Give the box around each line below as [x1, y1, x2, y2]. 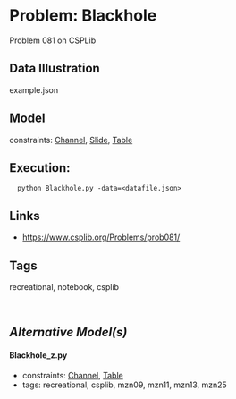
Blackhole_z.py [9, 350, 68, 361]
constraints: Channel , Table [21, 369, 123, 380]
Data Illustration [9, 61, 100, 76]
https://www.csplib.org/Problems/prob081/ [21, 232, 181, 242]
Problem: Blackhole [9, 5, 157, 26]
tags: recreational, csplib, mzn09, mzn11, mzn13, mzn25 [21, 379, 228, 390]
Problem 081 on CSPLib [9, 35, 97, 46]
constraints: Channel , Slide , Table [9, 134, 133, 145]
